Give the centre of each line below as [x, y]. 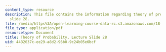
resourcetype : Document [30, 33]
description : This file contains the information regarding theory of [79, 14]
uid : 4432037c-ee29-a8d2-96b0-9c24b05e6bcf [51, 42]
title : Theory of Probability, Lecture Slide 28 [56, 38]
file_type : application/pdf [34, 28]
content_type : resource [30, 10]
